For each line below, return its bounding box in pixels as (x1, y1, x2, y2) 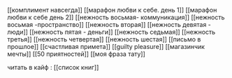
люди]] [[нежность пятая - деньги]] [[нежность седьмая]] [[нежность (7, 28, 216, 36)
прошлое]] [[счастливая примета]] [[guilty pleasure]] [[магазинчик (7, 43, 205, 50)
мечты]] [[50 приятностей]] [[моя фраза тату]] (7, 50, 145, 58)
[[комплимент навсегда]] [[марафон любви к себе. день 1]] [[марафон (7, 6, 217, 14)
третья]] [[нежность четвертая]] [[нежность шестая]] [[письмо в (7, 35, 201, 43)
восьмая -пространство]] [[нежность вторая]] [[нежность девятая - (7, 21, 212, 28)
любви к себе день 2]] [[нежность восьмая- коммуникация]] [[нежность (7, 13, 225, 21)
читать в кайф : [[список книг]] (7, 64, 99, 71)
